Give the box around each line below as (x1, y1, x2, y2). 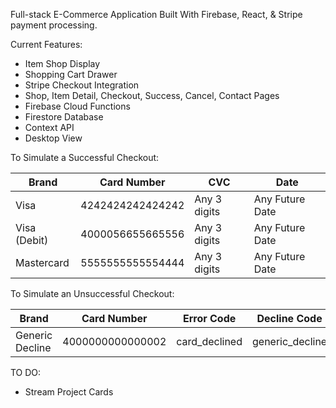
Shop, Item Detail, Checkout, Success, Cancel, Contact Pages (24, 90, 280, 101)
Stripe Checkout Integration (24, 79, 140, 91)
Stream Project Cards (24, 386, 114, 398)
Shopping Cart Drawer (24, 69, 118, 80)
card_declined (176, 335, 243, 348)
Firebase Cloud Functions (24, 100, 131, 112)
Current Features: (10, 39, 83, 50)
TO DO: (10, 367, 42, 378)
